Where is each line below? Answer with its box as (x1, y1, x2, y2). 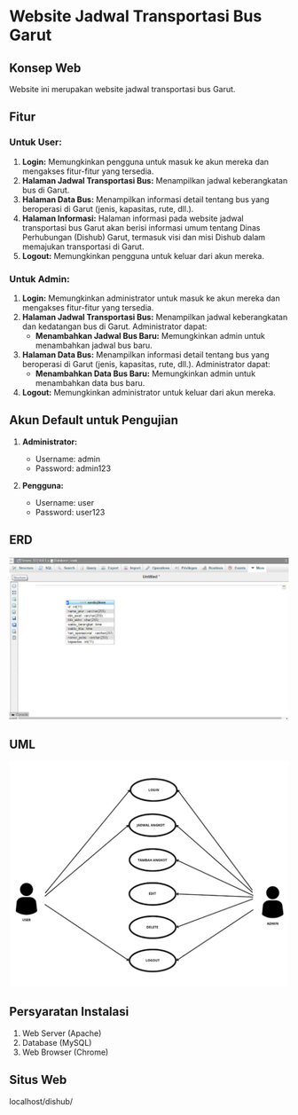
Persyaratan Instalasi (9, 1004, 129, 1019)
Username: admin (35, 453, 100, 464)
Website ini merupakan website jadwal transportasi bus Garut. (9, 84, 236, 94)
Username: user (35, 497, 95, 507)
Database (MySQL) (21, 1037, 92, 1048)
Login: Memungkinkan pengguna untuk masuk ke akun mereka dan (21, 156, 269, 167)
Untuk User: (9, 136, 62, 148)
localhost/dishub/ (9, 1095, 74, 1106)
